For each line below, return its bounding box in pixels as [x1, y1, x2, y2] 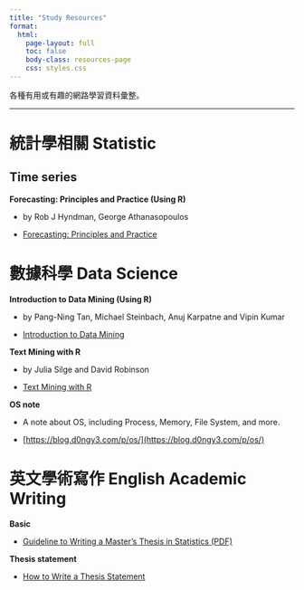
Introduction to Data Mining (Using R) [9, 293, 152, 304]
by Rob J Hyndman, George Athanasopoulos [22, 211, 189, 222]
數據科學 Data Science [9, 263, 179, 284]
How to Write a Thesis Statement [22, 571, 146, 582]
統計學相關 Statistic [9, 133, 157, 154]
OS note [9, 399, 41, 410]
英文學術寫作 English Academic [9, 469, 247, 489]
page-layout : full [25, 38, 95, 48]
